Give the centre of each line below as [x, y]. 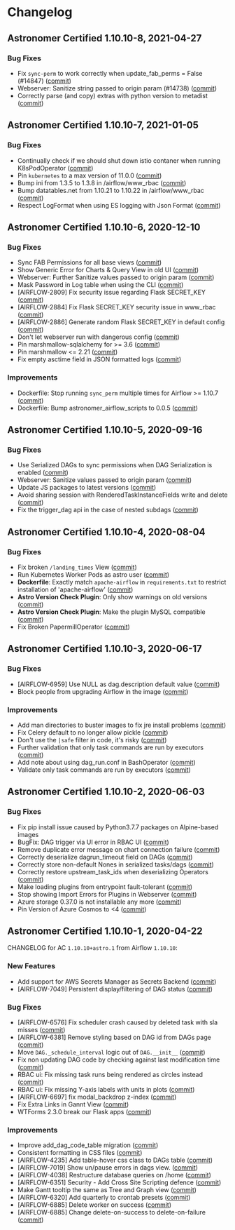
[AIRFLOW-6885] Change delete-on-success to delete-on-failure [112, 1212]
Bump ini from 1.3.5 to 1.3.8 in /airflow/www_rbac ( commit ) [102, 182]
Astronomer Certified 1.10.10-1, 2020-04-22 [105, 931]
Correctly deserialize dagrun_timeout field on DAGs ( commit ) [105, 857]
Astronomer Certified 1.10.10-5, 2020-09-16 [105, 430]
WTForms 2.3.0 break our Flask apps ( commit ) [84, 1112]
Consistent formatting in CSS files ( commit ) [80, 1153]
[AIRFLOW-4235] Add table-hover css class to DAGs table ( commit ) [115, 1160]
